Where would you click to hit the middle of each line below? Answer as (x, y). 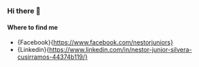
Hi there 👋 (24, 11)
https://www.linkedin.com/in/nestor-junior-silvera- (121, 50)
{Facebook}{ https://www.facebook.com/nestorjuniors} (95, 42)
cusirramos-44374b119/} (53, 57)
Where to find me (32, 27)
